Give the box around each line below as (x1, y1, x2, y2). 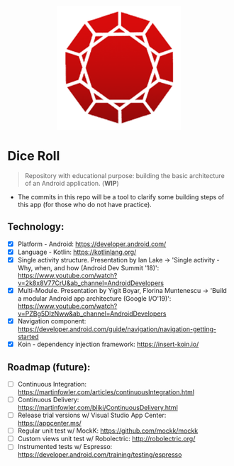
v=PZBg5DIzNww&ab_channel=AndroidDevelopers (17, 309, 167, 318)
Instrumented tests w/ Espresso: (17, 443, 113, 451)
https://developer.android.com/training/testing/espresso (17, 450, 182, 459)
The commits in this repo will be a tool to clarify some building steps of (17, 192, 225, 201)
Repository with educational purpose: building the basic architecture (24, 171, 225, 179)
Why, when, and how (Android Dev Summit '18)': (17, 263, 160, 272)
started (17, 333, 39, 341)
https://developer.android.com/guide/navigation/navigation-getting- (17, 325, 216, 333)
